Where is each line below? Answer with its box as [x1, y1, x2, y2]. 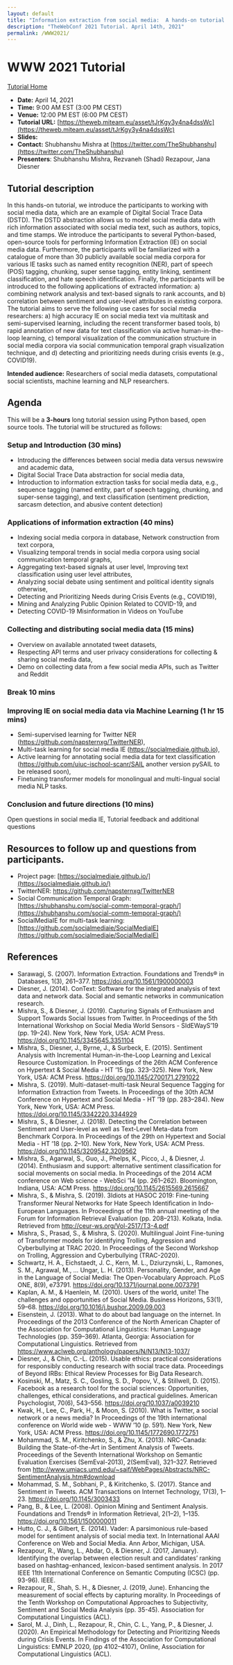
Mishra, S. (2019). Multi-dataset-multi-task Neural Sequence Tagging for [17, 1080, 225, 1088]
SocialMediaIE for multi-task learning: [17, 917, 125, 925]
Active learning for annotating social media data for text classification [17, 752, 216, 761]
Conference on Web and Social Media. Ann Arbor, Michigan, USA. [17, 1539, 206, 1547]
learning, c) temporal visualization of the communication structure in [21, 334, 217, 342]
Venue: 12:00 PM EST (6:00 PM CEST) [17, 110, 128, 119]
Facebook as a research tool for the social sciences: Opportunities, [17, 1384, 209, 1392]
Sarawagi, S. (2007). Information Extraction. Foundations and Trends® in [17, 969, 225, 978]
